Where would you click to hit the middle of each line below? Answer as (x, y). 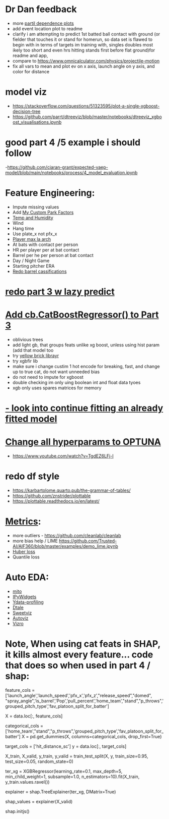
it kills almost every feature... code (79, 654)
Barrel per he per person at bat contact (53, 255)
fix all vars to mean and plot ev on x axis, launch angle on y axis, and (83, 66)
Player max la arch (32, 239)
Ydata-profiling (28, 602)
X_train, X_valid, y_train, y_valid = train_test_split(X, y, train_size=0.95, (77, 756)
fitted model (31, 419)
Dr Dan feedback (41, 9)
